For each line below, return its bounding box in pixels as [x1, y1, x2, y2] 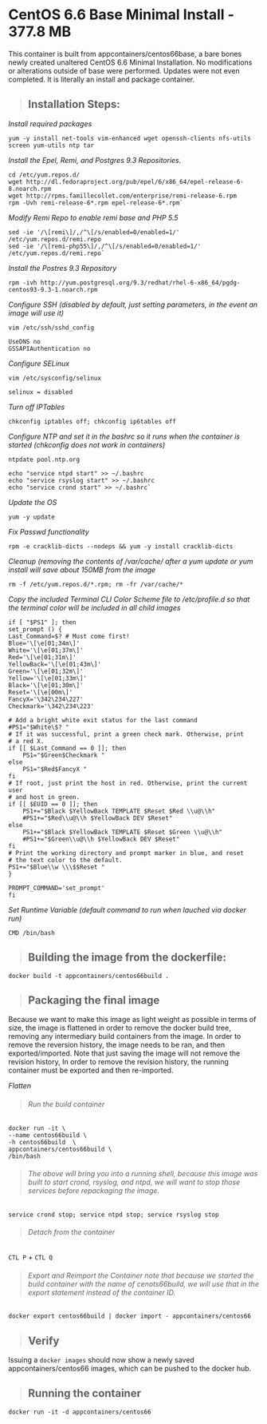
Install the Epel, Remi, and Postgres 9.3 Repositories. [8, 155, 182, 165]
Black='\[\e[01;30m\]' [8, 681, 84, 689]
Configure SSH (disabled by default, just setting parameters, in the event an [8, 300, 258, 309]
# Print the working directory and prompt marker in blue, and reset [8, 849, 245, 857]
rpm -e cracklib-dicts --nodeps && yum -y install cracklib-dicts [8, 542, 234, 551]
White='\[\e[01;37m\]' [8, 646, 84, 654]
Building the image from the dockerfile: [27, 951, 227, 965]
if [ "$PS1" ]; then [8, 618, 77, 626]
